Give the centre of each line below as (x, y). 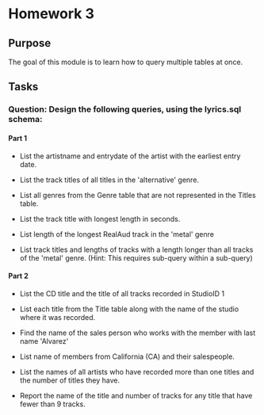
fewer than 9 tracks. (52, 404)
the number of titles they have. (70, 380)
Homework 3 (52, 14)
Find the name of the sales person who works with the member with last (138, 333)
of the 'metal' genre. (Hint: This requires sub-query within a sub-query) (136, 257)
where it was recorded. (57, 317)
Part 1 (18, 138)
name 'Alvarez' (44, 341)
